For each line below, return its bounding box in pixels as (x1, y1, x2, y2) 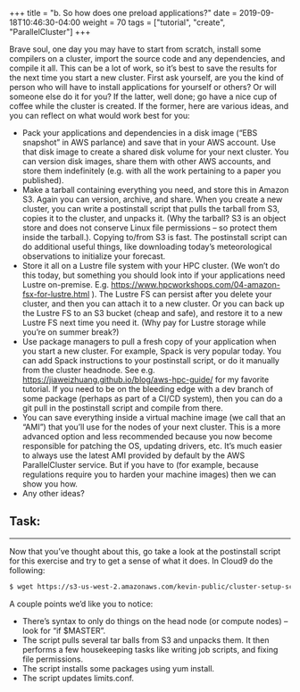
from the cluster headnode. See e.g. (21, 365, 155, 375)
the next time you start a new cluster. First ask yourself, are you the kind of (9, 72, 284, 83)
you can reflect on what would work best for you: (9, 111, 190, 121)
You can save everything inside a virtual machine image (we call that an (21, 413, 286, 422)
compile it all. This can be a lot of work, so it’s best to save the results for (9, 63, 278, 73)
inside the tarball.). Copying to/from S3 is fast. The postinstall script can (21, 232, 287, 242)
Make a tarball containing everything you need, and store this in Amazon (21, 185, 289, 195)
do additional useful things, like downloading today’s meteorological (21, 241, 272, 252)
